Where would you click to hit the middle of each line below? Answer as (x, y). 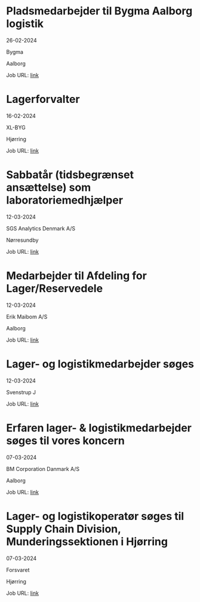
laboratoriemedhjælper (65, 200)
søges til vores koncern (66, 440)
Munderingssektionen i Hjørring (87, 541)
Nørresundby (22, 240)
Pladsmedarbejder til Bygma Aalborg (99, 11)
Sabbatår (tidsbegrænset (70, 175)
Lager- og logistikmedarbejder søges (100, 364)
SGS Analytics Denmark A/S (41, 228)
